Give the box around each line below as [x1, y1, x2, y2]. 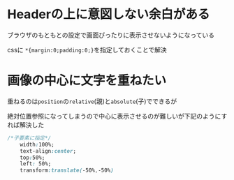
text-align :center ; [20, 147, 77, 154]
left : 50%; [20, 160, 52, 167]
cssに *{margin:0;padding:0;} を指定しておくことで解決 [7, 45, 167, 54]
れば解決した [7, 120, 44, 129]
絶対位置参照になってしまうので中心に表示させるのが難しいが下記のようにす [7, 112, 228, 120]
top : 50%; [20, 154, 45, 161]
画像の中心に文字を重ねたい [7, 73, 167, 89]
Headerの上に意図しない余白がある [7, 6, 210, 22]
